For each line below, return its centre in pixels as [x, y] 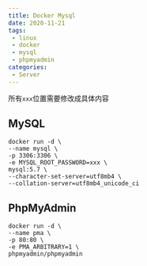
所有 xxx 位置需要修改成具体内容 [58, 98]
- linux [24, 38]
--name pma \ [30, 233]
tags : [17, 30]
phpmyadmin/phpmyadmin [45, 254]
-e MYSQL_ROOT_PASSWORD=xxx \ [58, 163]
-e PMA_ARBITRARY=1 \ [44, 247]
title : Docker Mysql [42, 15]
